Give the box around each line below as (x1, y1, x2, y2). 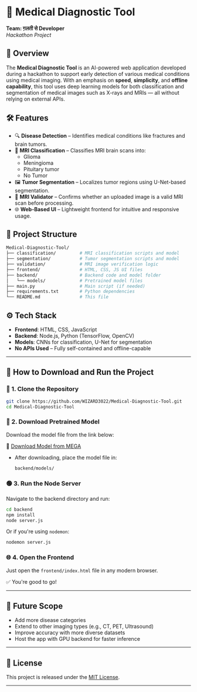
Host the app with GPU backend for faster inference (14, 636, 141, 643)
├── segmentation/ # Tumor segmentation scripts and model (6, 256, 180, 262)
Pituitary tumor (23, 165, 60, 172)
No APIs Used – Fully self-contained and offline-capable (14, 344, 151, 352)
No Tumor (23, 172, 48, 179)
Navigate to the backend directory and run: (6, 495, 110, 502)
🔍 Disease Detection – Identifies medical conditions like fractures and (14, 132, 185, 139)
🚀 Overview (6, 48, 49, 58)
